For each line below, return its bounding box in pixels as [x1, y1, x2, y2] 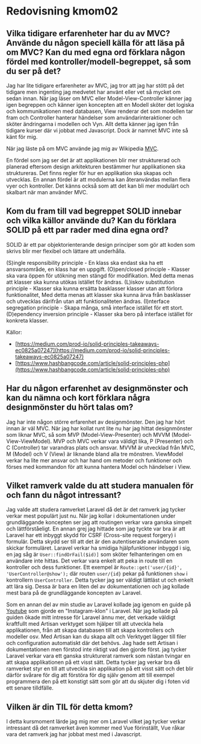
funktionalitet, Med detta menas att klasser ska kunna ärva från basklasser [6, 291, 191, 298]
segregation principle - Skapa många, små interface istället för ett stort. [6, 304, 184, 311]
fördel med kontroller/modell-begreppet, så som [6, 56, 191, 67]
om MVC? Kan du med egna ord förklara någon [6, 47, 185, 57]
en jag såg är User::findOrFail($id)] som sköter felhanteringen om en [6, 551, 182, 558]
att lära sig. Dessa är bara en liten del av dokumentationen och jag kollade [6, 583, 190, 590]
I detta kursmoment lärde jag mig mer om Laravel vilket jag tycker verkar [6, 718, 186, 725]
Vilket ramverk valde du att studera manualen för [6, 481, 194, 491]
